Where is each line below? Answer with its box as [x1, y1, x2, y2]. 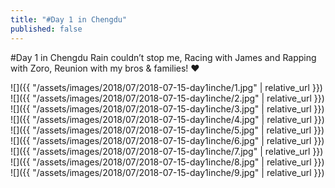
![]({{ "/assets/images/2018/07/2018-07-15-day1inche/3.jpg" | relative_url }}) [10, 102, 325, 115]
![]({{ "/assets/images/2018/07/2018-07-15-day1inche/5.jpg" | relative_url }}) [10, 124, 325, 136]
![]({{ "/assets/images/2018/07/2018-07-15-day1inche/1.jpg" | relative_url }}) [10, 81, 323, 93]
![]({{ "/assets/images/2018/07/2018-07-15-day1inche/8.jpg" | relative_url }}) [10, 156, 325, 168]
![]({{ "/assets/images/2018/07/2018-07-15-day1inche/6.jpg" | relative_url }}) [10, 134, 325, 146]
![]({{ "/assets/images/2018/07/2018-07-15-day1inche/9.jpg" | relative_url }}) [10, 166, 325, 178]
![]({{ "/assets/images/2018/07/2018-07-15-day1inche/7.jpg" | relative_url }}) [10, 145, 324, 157]
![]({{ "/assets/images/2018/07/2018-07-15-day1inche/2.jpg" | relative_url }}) [10, 92, 325, 104]
